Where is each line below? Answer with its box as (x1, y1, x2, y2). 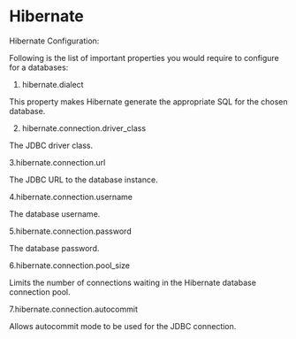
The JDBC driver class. (9, 140, 94, 150)
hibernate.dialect (21, 79, 84, 89)
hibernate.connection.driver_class (21, 122, 147, 134)
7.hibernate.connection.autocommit (9, 304, 139, 314)
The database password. (9, 243, 100, 253)
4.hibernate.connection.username (9, 191, 133, 202)
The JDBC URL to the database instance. (9, 174, 158, 185)
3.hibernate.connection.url (9, 157, 106, 167)
